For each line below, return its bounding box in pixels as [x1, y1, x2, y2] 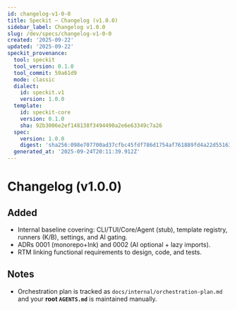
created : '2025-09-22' [7, 37, 74, 44]
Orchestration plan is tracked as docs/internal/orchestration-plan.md [17, 287, 223, 295]
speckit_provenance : [7, 50, 68, 57]
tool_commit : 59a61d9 [13, 69, 78, 76]
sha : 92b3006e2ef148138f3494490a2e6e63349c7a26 [20, 121, 162, 129]
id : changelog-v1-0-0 [7, 10, 71, 18]
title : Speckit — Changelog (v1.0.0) [7, 17, 119, 24]
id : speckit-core [20, 109, 71, 116]
